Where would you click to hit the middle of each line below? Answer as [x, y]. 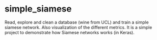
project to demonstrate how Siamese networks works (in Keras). [69, 32]
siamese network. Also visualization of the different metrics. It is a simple [78, 27]
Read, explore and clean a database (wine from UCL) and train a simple [77, 22]
